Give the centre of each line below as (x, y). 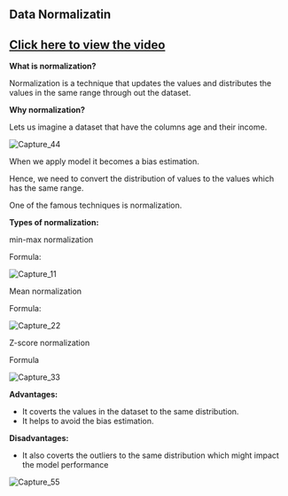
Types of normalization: (54, 223)
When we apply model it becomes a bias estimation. (104, 161)
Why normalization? (47, 110)
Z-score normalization (50, 343)
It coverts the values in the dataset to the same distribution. (130, 412)
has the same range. (47, 188)
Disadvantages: (39, 438)
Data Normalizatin (60, 15)
